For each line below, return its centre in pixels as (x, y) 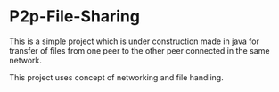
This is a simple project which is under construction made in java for (135, 41)
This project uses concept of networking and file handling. (117, 77)
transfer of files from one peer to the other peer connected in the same (139, 50)
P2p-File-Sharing (75, 17)
